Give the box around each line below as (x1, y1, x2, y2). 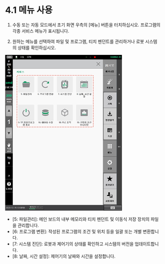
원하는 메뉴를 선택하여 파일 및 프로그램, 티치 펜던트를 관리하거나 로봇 (12, 38, 144, 44)
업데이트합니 (134, 241, 159, 247)
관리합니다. (17, 222, 40, 228)
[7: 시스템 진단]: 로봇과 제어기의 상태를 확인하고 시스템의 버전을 (12, 241, 134, 247)
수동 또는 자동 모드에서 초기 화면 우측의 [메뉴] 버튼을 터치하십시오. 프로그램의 (12, 22, 161, 28)
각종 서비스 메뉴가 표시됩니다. (12, 28, 70, 34)
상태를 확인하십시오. (17, 44, 56, 50)
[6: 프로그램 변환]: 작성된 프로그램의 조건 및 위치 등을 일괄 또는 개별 (12, 228, 142, 234)
